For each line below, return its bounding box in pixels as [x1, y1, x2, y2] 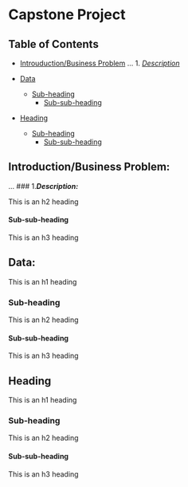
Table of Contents [8, 37, 100, 51]
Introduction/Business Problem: [8, 160, 170, 174]
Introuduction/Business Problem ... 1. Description [19, 58, 181, 68]
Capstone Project [8, 6, 126, 24]
